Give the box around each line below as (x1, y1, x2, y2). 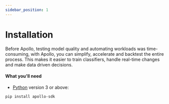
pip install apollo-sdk (5, 94, 55, 99)
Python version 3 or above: (12, 84, 69, 90)
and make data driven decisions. (5, 61, 73, 68)
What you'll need (5, 73, 42, 79)
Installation (5, 29, 53, 40)
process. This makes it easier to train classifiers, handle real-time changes (5, 56, 160, 62)
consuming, (5, 51, 30, 57)
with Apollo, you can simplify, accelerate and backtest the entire (30, 51, 164, 57)
